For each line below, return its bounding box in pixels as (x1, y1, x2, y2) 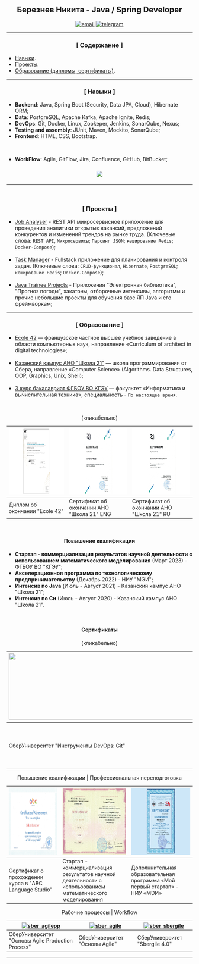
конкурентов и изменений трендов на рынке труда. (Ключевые (14, 231, 176, 237)
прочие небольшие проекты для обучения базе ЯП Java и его (14, 294, 172, 301)
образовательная (131, 870, 175, 877)
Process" (8, 943, 31, 951)
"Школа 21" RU (132, 511, 171, 518)
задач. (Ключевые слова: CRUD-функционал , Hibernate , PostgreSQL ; (14, 262, 178, 270)
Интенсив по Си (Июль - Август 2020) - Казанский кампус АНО (14, 594, 178, 602)
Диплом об (8, 501, 37, 508)
